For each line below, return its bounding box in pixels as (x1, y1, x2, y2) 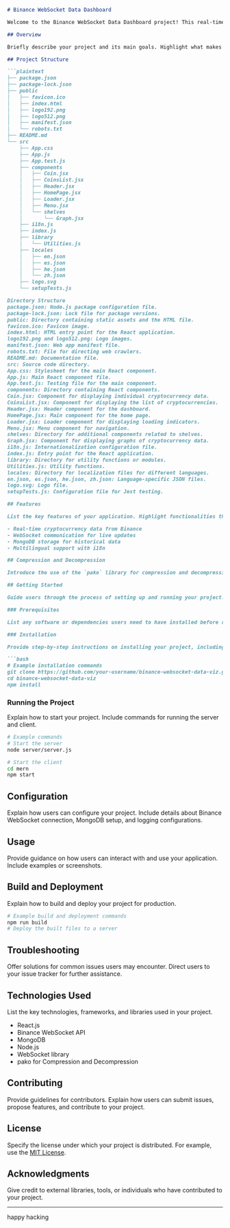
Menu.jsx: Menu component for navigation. (7, 425, 130, 432)
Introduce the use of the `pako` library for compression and (7, 569, 188, 576)
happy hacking (7, 1213, 49, 1221)
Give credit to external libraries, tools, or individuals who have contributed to (7, 1186, 222, 1194)
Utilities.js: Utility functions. (7, 463, 106, 469)
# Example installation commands (7, 662, 103, 670)
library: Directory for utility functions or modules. (7, 456, 167, 463)
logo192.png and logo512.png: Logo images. (7, 336, 133, 343)
